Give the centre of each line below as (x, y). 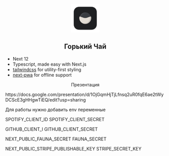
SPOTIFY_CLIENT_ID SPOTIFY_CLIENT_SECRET (55, 119)
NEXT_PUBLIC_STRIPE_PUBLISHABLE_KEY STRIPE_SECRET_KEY (74, 148)
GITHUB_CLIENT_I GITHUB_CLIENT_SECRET (52, 129)
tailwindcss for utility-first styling (47, 69)
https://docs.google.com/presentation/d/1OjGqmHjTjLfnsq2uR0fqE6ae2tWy (84, 94)
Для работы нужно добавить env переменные (55, 110)
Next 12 (21, 59)
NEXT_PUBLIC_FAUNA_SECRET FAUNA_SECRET (56, 139)
